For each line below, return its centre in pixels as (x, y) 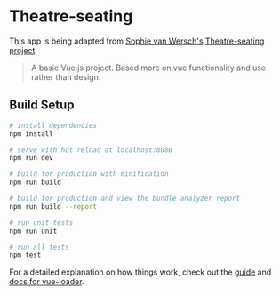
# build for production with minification (89, 174)
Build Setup (42, 105)
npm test (25, 255)
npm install (31, 134)
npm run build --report (53, 206)
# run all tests (39, 247)
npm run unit (33, 231)
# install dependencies (53, 125)
